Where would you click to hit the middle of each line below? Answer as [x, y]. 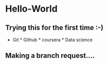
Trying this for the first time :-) [55, 28]
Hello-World [31, 9]
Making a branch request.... [50, 56]
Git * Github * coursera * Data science [52, 40]
